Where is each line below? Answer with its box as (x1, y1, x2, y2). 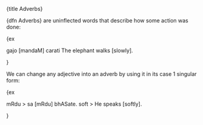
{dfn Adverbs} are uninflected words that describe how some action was (6, 17, 188, 24)
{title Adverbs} (6, 5, 43, 12)
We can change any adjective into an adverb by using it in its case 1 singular (6, 70, 197, 78)
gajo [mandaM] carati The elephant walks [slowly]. (6, 47, 134, 54)
